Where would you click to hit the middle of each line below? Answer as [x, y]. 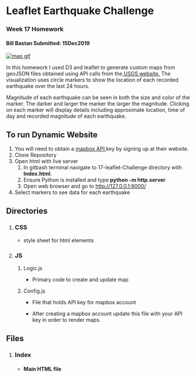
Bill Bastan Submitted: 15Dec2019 [48, 43]
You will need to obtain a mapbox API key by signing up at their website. [102, 149]
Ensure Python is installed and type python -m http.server [94, 180]
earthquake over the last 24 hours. [48, 86]
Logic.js [33, 269]
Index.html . [38, 174]
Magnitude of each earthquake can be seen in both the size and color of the [98, 97]
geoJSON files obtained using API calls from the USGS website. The [89, 74]
